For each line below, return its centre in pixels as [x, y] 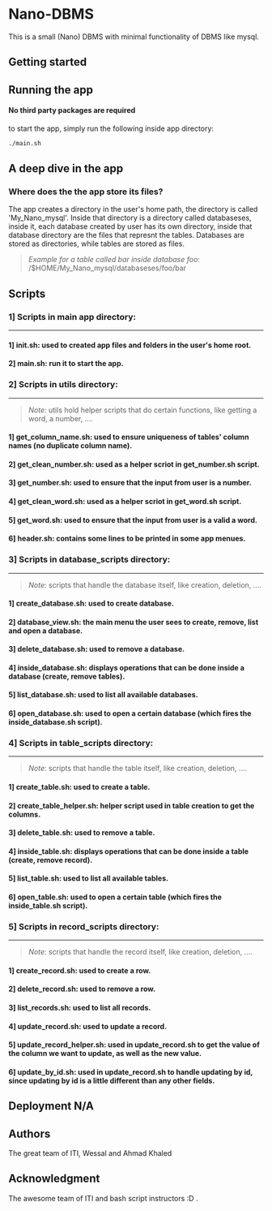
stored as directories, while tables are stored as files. [96, 243]
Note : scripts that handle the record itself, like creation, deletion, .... [140, 952]
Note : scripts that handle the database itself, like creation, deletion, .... [144, 584]
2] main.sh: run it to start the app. [66, 364]
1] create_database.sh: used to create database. [91, 603]
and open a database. [46, 631]
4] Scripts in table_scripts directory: [81, 743]
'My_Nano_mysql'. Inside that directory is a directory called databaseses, [130, 218]
